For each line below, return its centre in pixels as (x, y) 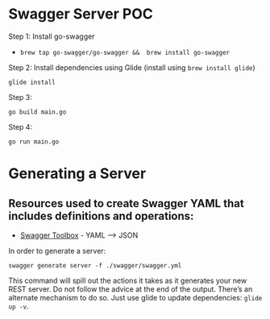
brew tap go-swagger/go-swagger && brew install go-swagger (125, 52)
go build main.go (37, 112)
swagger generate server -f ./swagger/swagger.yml (95, 265)
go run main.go (34, 142)
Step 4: (21, 126)
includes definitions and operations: (101, 215)
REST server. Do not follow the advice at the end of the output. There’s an (131, 289)
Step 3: (20, 97)
